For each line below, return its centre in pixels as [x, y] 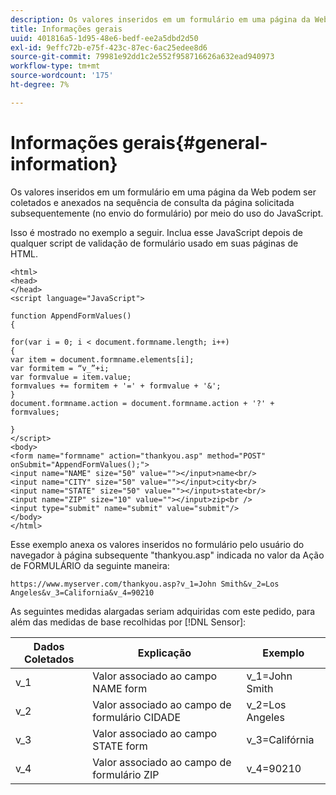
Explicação [164, 653]
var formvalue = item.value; [71, 377]
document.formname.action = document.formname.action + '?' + [142, 403]
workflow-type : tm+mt [55, 66]
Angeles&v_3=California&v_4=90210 [82, 592]
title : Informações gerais [66, 29]
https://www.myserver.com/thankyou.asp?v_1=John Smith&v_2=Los [145, 584]
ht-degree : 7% [40, 85]
